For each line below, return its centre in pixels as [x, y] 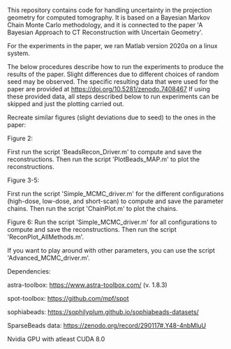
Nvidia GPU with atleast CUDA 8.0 [56, 339]
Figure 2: [20, 138]
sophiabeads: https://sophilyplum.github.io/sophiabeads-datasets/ [103, 312]
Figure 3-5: [23, 180]
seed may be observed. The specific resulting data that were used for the [113, 82]
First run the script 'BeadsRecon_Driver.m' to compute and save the [105, 152]
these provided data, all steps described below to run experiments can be [113, 96]
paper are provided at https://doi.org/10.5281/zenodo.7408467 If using [109, 89]
